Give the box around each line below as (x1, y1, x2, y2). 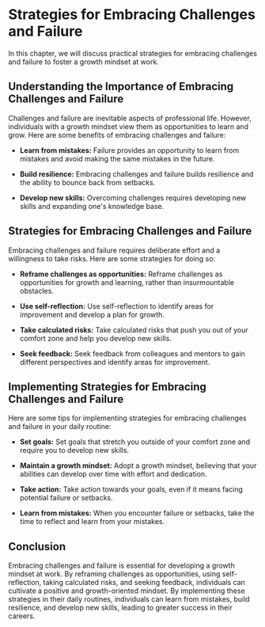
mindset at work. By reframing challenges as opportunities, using (8, 569, 221, 579)
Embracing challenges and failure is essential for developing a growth (8, 560, 235, 571)
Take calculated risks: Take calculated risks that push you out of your (19, 325, 249, 334)
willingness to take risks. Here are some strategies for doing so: (8, 253, 216, 263)
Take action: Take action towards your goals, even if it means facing (19, 484, 244, 494)
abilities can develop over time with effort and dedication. (19, 469, 207, 479)
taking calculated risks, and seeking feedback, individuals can (43, 578, 245, 587)
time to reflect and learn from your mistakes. (19, 517, 165, 526)
